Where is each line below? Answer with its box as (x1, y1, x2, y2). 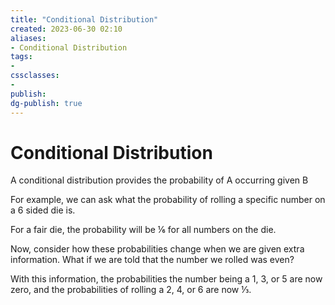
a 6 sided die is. (10, 204, 76, 216)
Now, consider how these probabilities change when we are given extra (10, 243, 305, 255)
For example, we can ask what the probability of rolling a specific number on (10, 194, 326, 206)
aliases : (10, 33, 47, 43)
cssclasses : (10, 71, 60, 81)
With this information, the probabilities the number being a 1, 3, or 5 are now (10, 273, 323, 285)
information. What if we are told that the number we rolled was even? (10, 254, 295, 266)
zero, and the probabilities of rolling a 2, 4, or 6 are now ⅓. (10, 284, 252, 296)
